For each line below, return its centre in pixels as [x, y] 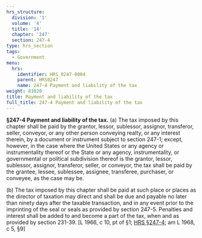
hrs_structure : [26, 12]
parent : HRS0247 [38, 80]
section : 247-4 [31, 40]
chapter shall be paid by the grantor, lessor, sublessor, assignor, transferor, [100, 126]
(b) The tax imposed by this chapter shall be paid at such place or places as [101, 190]
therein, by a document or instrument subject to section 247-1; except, [95, 139]
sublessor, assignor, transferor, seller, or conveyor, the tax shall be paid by [99, 165]
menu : [13, 63]
